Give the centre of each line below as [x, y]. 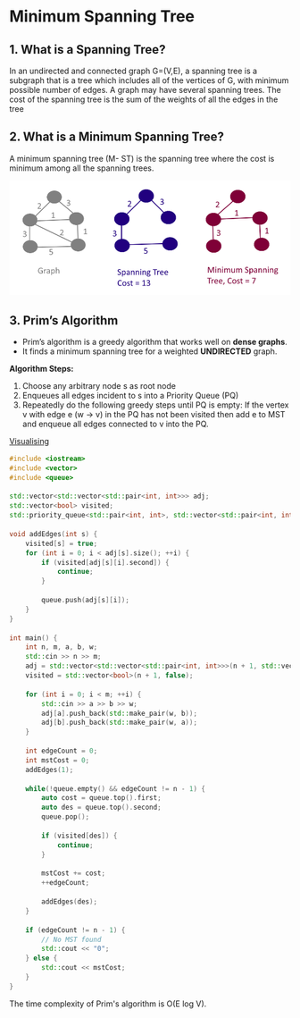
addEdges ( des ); [70, 902]
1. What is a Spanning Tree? [87, 50]
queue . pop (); [66, 817]
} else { [42, 958]
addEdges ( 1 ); [50, 770]
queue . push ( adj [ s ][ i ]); [85, 601]
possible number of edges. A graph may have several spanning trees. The [145, 90]
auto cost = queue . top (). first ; [102, 798]
